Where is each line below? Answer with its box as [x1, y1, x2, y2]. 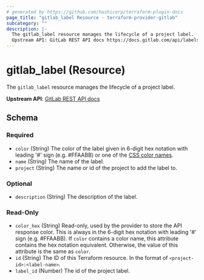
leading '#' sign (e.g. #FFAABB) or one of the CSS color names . [15, 151, 174, 159]
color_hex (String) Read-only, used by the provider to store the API [15, 222, 182, 230]
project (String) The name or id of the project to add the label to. [15, 164, 178, 171]
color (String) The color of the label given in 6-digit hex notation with [15, 145, 188, 152]
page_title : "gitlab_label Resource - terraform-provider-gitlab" [6, 15, 178, 21]
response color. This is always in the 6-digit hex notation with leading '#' [15, 228, 197, 236]
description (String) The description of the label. [15, 193, 138, 200]
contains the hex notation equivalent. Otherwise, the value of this [15, 241, 178, 249]
